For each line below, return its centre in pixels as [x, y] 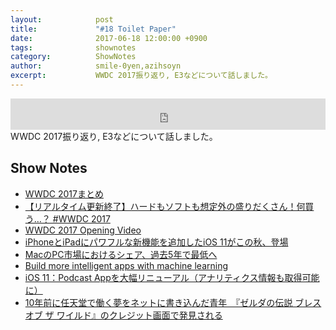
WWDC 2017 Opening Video [83, 230]
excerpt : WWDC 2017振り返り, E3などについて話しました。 [141, 76]
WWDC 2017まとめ [64, 193]
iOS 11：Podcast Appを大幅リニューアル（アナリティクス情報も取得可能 [172, 277]
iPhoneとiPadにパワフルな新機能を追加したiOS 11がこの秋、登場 [156, 242]
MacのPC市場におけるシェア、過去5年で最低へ [121, 254]
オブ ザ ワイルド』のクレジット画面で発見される [123, 315]
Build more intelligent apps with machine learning [126, 265]
